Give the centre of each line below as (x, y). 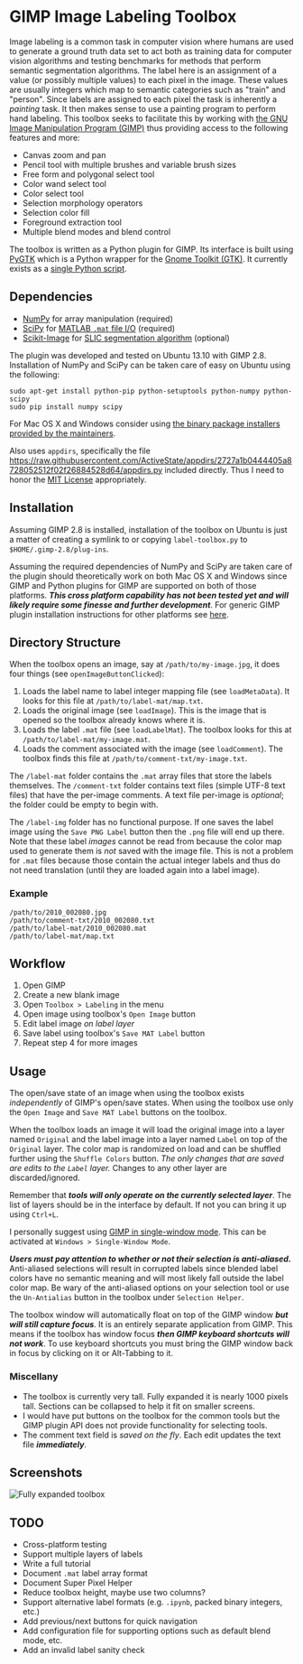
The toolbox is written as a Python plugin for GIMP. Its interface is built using (151, 249)
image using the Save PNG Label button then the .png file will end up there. (147, 832)
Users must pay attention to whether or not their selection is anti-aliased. (150, 1259)
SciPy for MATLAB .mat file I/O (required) (99, 328)
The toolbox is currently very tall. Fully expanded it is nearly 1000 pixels (155, 1396)
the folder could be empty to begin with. (84, 804)
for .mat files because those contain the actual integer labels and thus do (145, 860)
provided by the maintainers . (63, 433)
